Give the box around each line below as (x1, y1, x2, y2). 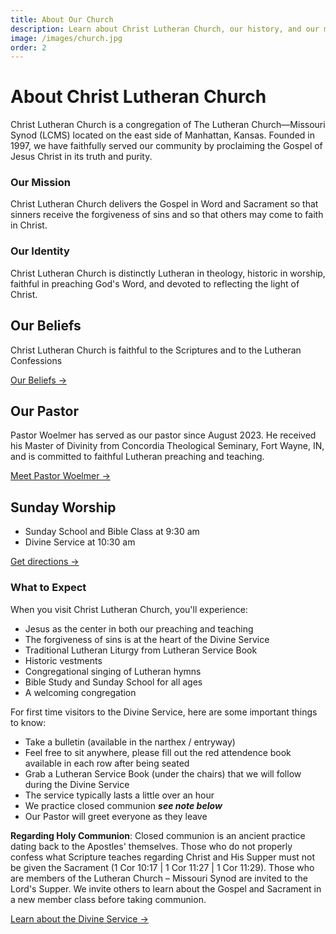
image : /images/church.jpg (10, 33, 123, 43)
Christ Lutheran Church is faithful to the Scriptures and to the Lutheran (10, 344, 302, 356)
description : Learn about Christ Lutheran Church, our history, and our (10, 24, 320, 34)
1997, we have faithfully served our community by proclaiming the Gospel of (10, 140, 323, 152)
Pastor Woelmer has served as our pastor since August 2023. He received (10, 429, 317, 441)
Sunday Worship (10, 499, 117, 516)
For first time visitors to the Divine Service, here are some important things (10, 706, 318, 718)
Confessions (10, 354, 63, 366)
